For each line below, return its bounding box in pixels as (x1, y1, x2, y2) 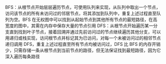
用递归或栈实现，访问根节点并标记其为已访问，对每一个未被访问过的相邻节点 (5, 35, 161, 41)
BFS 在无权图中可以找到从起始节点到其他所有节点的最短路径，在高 (22, 17, 158, 22)
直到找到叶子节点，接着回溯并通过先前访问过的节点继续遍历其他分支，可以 (9, 29, 161, 34)
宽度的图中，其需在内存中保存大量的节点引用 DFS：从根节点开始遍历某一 (5, 23, 154, 29)
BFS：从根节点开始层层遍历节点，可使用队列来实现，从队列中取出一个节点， (5, 4, 161, 10)
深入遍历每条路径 (5, 54, 40, 59)
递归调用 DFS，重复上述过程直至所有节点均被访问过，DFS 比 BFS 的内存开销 (5, 41, 161, 47)
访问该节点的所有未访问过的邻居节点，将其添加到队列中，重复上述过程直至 (5, 10, 157, 16)
